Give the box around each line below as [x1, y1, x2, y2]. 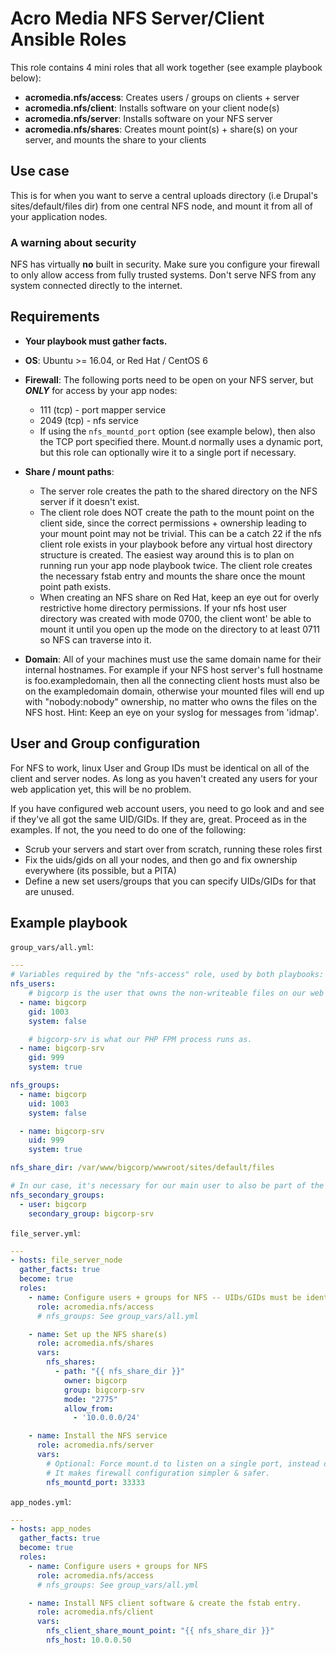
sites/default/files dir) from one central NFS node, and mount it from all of [10, 200, 314, 212]
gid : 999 [28, 1053, 65, 1063]
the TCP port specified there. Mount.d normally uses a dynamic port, [39, 435, 324, 447]
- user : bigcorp [19, 1199, 87, 1209]
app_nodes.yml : [10, 1495, 72, 1507]
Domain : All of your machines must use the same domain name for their [24, 653, 322, 665]
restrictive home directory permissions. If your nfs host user [39, 602, 288, 614]
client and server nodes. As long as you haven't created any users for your [10, 772, 318, 784]
